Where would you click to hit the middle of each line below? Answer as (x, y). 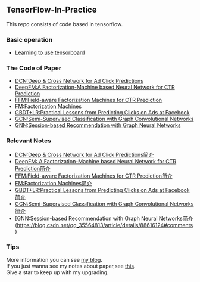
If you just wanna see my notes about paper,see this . (71, 266)
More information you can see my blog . (54, 260)
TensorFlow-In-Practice (51, 10)
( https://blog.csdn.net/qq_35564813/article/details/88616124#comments (104, 225)
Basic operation (29, 39)
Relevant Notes (29, 141)
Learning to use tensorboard (50, 52)
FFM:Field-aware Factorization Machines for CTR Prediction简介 (93, 176)
